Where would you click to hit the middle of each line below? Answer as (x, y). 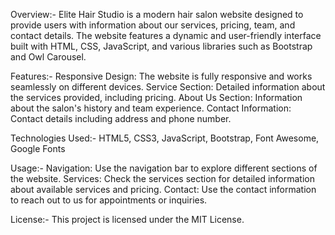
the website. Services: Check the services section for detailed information (162, 178)
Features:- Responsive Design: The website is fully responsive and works (161, 76)
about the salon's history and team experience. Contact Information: (151, 108)
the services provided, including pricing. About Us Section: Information (156, 97)
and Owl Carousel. (48, 57)
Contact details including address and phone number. (121, 118)
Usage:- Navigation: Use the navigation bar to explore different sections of (164, 168)
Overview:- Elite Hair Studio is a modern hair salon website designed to (157, 14)
